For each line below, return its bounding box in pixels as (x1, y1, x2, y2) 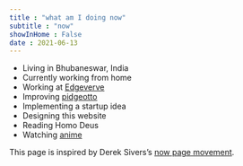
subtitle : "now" (9, 22, 74, 31)
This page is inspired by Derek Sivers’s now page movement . (9, 147, 235, 158)
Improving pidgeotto (22, 92, 98, 102)
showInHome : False (9, 30, 82, 39)
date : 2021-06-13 (9, 38, 78, 48)
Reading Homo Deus (22, 120, 99, 131)
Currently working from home (22, 73, 132, 83)
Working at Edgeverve (22, 82, 105, 92)
